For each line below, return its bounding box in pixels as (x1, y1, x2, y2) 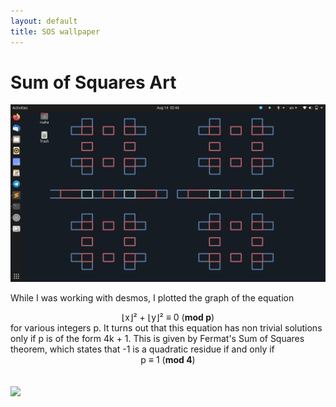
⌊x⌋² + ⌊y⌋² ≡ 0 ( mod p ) (121, 311, 215, 323)
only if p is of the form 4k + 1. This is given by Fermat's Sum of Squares (10, 332, 305, 344)
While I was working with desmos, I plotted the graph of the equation (10, 291, 295, 304)
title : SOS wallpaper (10, 26, 101, 37)
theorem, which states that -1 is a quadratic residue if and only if (10, 343, 275, 355)
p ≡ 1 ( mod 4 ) (140, 353, 196, 365)
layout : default (10, 16, 78, 26)
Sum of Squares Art (10, 71, 177, 94)
